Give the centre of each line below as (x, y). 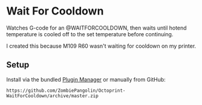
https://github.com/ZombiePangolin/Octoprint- (66, 91)
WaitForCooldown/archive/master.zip (52, 96)
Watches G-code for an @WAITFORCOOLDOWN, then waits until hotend (96, 28)
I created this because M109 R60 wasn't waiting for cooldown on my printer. (101, 46)
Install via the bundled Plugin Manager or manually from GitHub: (86, 79)
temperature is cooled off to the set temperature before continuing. (90, 34)
